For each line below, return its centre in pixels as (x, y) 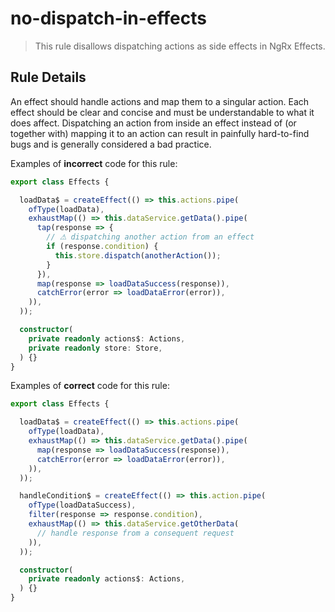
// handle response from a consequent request (135, 533)
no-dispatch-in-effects (108, 18)
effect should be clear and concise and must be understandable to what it (162, 112)
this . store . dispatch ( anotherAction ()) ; (138, 255)
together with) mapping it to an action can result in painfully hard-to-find (160, 133)
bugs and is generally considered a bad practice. (111, 144)
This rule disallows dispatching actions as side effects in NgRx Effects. (180, 46)
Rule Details (48, 77)
